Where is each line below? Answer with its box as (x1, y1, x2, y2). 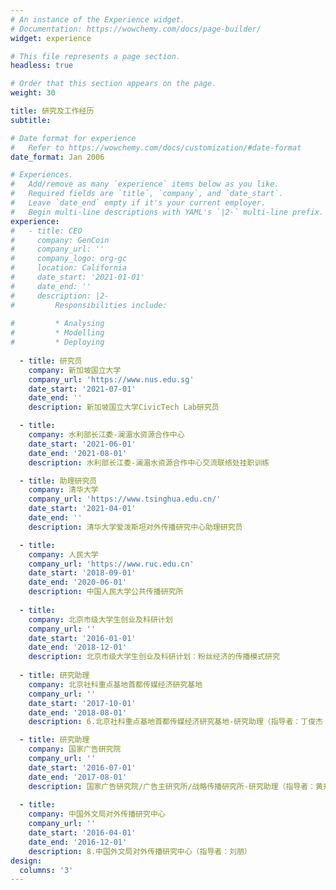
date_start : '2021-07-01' (28, 384, 137, 394)
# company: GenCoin (10, 235, 110, 245)
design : (10, 856, 43, 866)
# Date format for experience (10, 133, 137, 143)
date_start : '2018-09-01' (28, 568, 137, 578)
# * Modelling (10, 328, 105, 338)
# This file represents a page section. (10, 51, 182, 61)
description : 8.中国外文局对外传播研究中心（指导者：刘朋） (28, 846, 252, 856)
